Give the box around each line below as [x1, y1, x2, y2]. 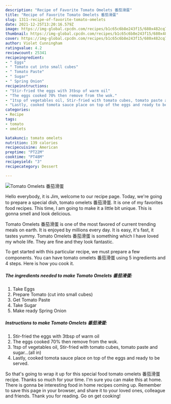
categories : [5, 107, 31, 112]
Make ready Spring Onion [12, 307, 67, 314]
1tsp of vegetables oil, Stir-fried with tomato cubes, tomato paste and [12, 344, 158, 350]
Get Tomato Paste [12, 297, 50, 303]
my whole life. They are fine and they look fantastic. [5, 239, 114, 245]
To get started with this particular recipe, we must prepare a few [5, 248, 140, 254]
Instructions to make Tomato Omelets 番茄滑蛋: [5, 320, 107, 326]
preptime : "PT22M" [5, 150, 44, 155]
